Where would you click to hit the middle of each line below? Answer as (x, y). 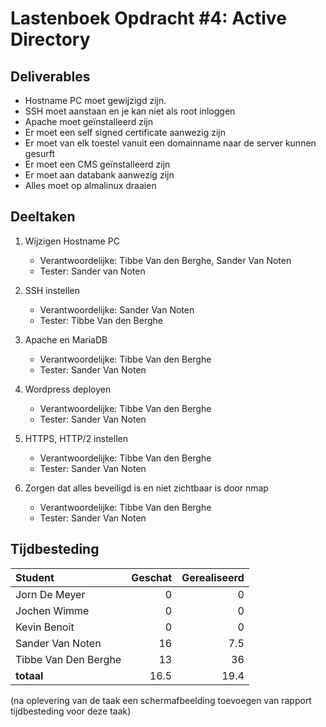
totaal (29, 675)
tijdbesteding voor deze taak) (71, 711)
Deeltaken (43, 217)
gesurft (39, 153)
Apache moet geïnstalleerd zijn (88, 121)
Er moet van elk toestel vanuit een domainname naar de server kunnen (170, 143)
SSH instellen (52, 290)
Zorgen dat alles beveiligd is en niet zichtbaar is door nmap (146, 488)
